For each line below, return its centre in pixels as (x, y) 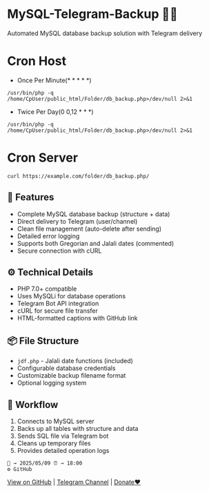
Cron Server (42, 158)
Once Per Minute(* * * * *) (54, 80)
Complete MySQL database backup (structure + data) (93, 214)
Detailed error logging (48, 236)
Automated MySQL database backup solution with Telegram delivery (105, 33)
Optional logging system (52, 383)
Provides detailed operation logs (63, 451)
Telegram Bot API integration (58, 304)
